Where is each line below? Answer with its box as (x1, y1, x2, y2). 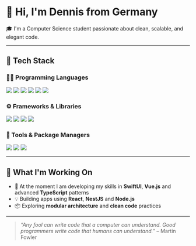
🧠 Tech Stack (6, 56, 55, 66)
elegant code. (6, 33, 40, 40)
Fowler (20, 234, 37, 241)
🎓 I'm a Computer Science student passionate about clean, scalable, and (6, 25, 184, 32)
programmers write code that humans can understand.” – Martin (20, 228, 176, 235)
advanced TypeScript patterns (14, 189, 89, 196)
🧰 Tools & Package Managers (6, 131, 90, 139)
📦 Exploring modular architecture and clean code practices (14, 202, 162, 210)
